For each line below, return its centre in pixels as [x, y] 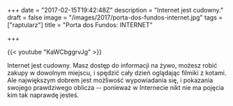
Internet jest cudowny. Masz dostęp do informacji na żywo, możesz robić [112, 65]
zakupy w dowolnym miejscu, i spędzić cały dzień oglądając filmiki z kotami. [117, 73]
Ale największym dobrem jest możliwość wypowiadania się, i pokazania [110, 80]
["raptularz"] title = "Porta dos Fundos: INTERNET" [80, 25]
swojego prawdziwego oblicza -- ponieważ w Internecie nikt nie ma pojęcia [116, 88]
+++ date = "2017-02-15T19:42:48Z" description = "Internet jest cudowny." [115, 10]
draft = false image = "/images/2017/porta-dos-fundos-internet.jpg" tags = [115, 17]
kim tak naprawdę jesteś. [43, 95]
